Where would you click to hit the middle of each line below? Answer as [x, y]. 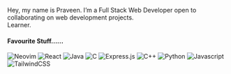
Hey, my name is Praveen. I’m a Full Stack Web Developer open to [102, 10]
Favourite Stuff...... [36, 40]
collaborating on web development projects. [70, 17]
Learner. [19, 25]
